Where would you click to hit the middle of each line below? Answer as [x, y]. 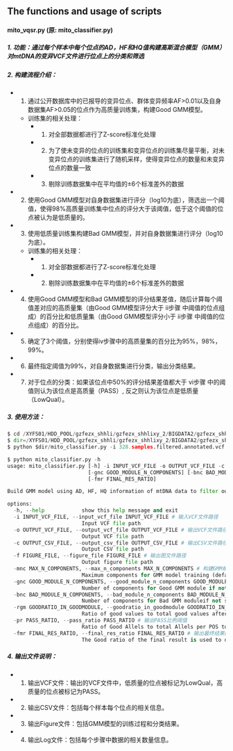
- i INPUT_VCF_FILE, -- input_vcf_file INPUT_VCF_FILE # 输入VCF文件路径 [116, 517]
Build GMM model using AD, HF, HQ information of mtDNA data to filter [113, 492]
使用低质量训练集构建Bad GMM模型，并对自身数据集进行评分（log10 [125, 234]
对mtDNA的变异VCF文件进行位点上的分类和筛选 [76, 56]
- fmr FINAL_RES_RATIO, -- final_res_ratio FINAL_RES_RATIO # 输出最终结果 [119, 633]
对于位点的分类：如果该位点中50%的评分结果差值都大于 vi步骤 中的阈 [127, 382]
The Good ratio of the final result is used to [152, 640]
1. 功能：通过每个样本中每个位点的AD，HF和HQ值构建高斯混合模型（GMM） [116, 47]
